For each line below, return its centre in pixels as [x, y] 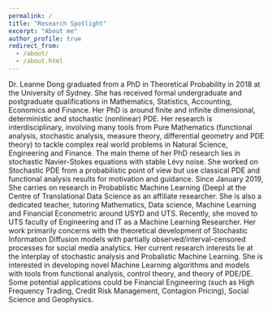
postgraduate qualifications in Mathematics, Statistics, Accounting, [121, 101]
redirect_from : [34, 46]
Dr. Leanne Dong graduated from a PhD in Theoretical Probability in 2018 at [134, 84]
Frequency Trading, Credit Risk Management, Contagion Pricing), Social [129, 291]
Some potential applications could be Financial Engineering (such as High [132, 282]
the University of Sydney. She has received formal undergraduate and [125, 92]
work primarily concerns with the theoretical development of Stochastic [128, 230]
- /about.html [39, 62]
